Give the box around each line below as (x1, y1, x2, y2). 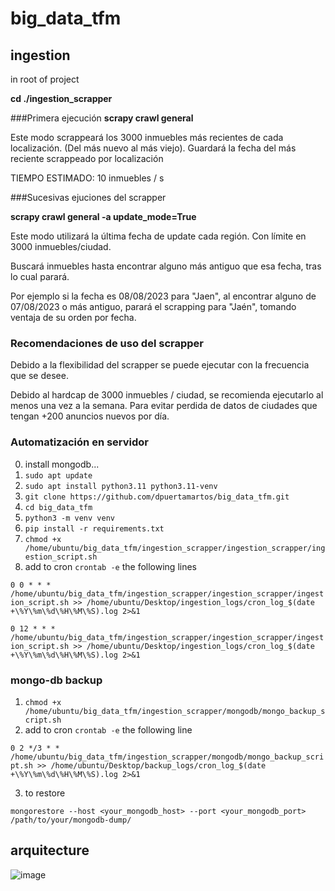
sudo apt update (24, 470, 93, 481)
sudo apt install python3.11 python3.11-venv (24, 481, 218, 491)
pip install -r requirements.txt (24, 523, 165, 534)
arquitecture (10, 842, 90, 859)
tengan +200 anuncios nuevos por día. (10, 410, 170, 422)
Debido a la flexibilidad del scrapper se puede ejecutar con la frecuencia (10, 359, 310, 371)
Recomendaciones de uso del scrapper (10, 336, 204, 350)
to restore (24, 787, 66, 799)
